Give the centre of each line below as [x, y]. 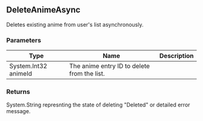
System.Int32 [28, 66]
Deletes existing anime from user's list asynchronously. [75, 24]
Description [176, 56]
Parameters [24, 40]
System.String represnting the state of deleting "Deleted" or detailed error [98, 105]
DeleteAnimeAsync [43, 10]
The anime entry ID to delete [109, 66]
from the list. [87, 74]
